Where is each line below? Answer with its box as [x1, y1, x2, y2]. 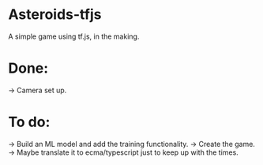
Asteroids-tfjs [8, 6, 102, 24]
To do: [8, 113, 51, 131]
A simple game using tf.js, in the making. [8, 32, 140, 41]
